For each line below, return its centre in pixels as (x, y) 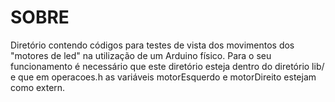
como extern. (38, 87)
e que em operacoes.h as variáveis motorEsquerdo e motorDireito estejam (163, 77)
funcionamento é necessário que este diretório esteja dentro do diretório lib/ (167, 66)
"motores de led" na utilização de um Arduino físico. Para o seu (141, 55)
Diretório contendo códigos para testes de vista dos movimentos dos (152, 45)
